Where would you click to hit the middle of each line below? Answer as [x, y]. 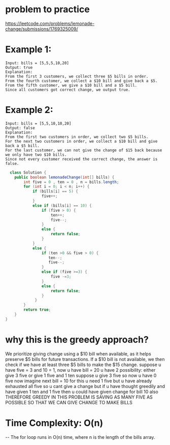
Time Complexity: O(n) [54, 423]
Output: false [20, 128]
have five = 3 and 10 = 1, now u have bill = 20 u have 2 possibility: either [80, 370]
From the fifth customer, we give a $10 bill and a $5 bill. [71, 85]
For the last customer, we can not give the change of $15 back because [84, 150]
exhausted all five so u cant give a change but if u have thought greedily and [85, 386]
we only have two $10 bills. [36, 155]
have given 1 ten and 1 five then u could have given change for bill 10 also [82, 392]
